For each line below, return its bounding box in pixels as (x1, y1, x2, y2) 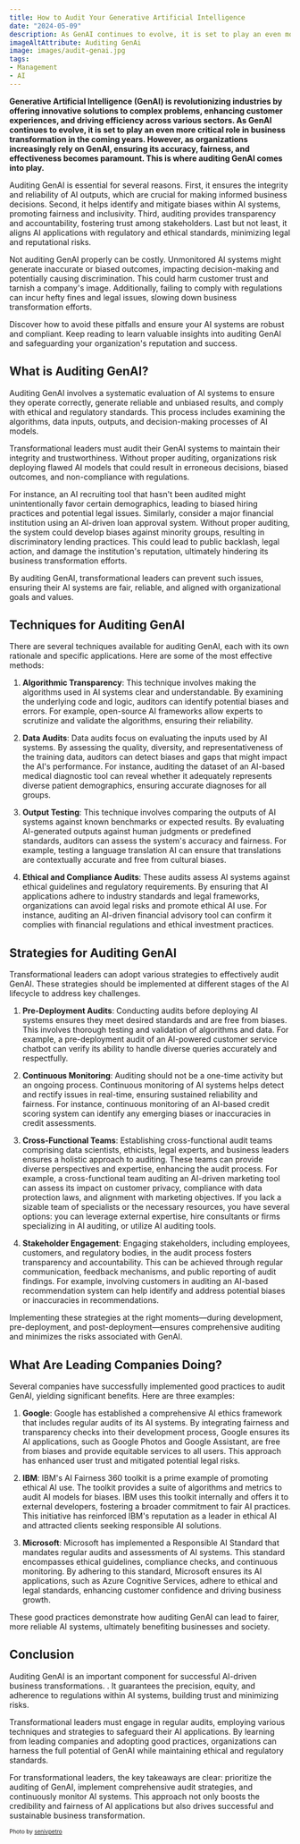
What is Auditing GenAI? (9, 364, 149, 379)
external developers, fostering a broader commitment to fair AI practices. (21, 1501, 291, 1511)
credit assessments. (21, 1118, 96, 1129)
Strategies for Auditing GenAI (9, 945, 177, 960)
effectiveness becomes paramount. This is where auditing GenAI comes (9, 153, 283, 164)
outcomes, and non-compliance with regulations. (9, 471, 190, 482)
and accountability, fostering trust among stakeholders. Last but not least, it (9, 217, 287, 228)
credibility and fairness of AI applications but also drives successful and (9, 1800, 274, 1811)
